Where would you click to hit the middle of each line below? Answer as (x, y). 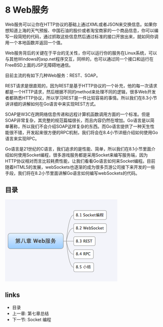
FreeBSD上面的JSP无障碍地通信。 (39, 65)
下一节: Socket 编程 (32, 319)
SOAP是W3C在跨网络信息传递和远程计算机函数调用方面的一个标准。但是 (78, 114)
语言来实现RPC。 (22, 138)
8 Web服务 (27, 10)
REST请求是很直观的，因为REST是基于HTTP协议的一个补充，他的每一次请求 (81, 86)
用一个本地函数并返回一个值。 (35, 42)
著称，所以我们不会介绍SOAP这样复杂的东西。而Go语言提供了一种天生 (80, 126)
